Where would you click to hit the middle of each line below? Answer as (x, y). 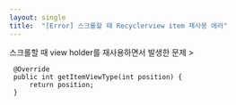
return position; (61, 85)
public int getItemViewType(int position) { (97, 77)
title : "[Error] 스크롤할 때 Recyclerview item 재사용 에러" (118, 26)
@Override (31, 69)
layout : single (38, 17)
